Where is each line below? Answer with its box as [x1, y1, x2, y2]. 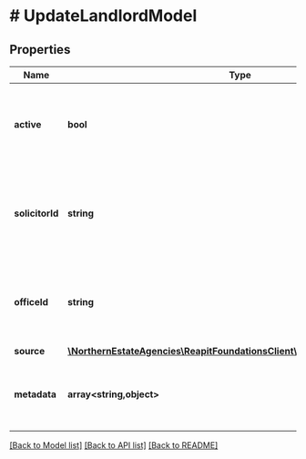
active [14, 118, 42, 130]
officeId [14, 296, 48, 308]
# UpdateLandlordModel [9, 5, 198, 26]
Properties [9, 42, 71, 57]
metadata [14, 388, 56, 401]
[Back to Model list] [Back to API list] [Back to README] [9, 440, 219, 451]
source [14, 345, 46, 357]
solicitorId [14, 207, 59, 219]
